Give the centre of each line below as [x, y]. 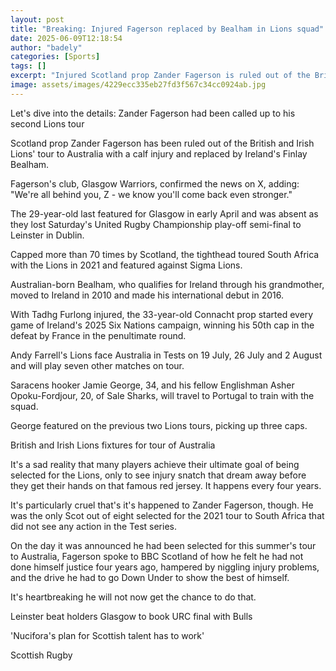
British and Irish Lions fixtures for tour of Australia [113, 445]
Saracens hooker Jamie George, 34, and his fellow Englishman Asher [152, 385]
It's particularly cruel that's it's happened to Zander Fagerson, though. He [162, 505]
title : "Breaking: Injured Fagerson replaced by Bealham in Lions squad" [167, 29]
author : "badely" [46, 47]
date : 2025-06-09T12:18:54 [66, 38]
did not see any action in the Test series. [93, 526]
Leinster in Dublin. [47, 235]
